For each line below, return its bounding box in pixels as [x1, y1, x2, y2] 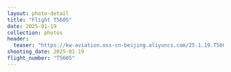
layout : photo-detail [7, 10, 69, 17]
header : [7, 36, 30, 43]
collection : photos [7, 29, 63, 36]
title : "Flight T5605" [7, 16, 72, 23]
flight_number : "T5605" [7, 55, 76, 62]
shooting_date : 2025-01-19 [7, 49, 85, 56]
